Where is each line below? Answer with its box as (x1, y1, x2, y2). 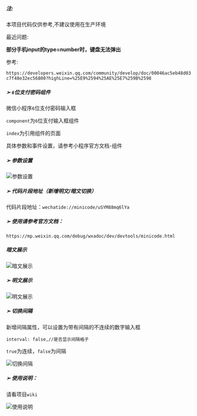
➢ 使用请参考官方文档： (6, 218, 64, 225)
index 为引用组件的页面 (6, 129, 61, 136)
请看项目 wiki (6, 391, 38, 398)
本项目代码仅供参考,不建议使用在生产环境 (6, 21, 106, 28)
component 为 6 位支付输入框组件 (6, 117, 80, 124)
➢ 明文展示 (6, 277, 33, 284)
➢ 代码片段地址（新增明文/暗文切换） (6, 187, 97, 194)
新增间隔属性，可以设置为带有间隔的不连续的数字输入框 (6, 323, 140, 330)
